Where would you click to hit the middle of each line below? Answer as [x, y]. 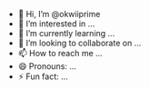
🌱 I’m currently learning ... [66, 33]
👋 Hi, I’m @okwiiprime [59, 14]
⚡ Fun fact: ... [43, 76]
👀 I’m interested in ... [56, 24]
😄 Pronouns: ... [47, 66]
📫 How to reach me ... [60, 53]
